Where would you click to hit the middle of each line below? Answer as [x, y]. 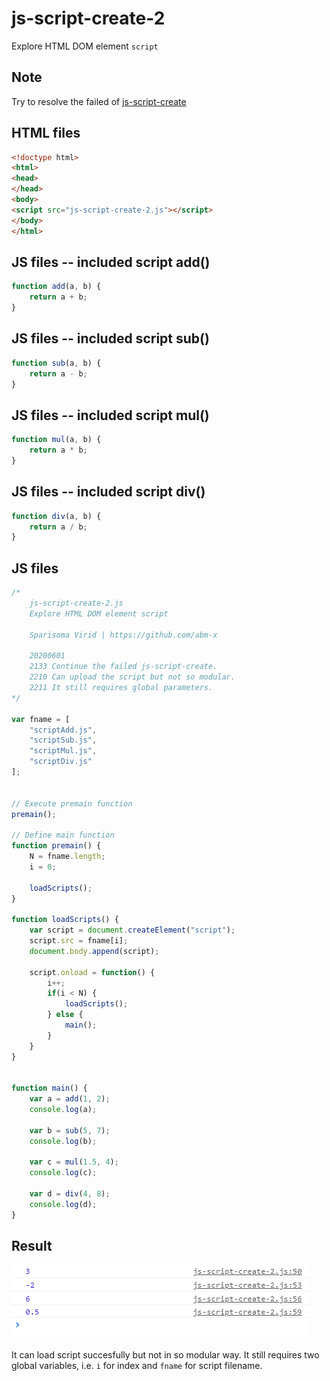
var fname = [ [41, 719]
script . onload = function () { [92, 972]
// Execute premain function [72, 803]
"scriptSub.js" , [63, 740]
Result [32, 1246]
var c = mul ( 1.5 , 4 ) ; [74, 1162]
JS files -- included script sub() [110, 338]
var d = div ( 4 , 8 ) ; [70, 1194]
